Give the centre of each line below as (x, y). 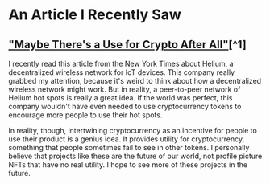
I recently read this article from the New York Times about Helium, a (121, 63)
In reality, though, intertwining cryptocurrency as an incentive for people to (133, 131)
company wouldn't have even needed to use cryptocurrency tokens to (125, 106)
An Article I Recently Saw (95, 15)
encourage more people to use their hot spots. (85, 115)
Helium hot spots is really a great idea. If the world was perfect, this (120, 98)
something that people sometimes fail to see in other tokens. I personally (129, 147)
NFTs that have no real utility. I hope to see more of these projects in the (128, 165)
